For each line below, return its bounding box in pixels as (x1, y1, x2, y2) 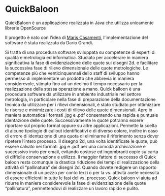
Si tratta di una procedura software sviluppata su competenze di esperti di (5, 49, 156, 55)
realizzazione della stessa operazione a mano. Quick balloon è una (5, 86, 140, 92)
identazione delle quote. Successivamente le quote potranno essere (5, 117, 143, 123)
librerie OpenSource (5, 25, 46, 31)
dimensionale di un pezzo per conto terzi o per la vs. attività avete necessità (5, 169, 160, 175)
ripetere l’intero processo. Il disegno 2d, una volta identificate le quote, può (5, 138, 158, 144)
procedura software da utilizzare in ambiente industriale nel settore (5, 91, 141, 97)
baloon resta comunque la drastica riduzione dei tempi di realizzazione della (5, 159, 160, 165)
